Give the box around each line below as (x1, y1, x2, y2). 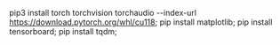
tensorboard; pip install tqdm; (9, 26, 117, 36)
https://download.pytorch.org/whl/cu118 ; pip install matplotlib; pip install (9, 17, 273, 27)
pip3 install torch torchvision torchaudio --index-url (9, 8, 197, 18)
